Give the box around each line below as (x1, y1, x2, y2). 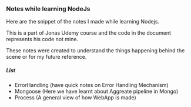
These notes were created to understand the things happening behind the (6, 47, 185, 54)
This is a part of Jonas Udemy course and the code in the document (6, 29, 172, 36)
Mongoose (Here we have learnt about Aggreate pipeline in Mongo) (14, 88, 179, 95)
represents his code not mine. (6, 36, 78, 43)
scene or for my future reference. (6, 53, 87, 61)
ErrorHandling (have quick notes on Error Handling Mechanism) (14, 82, 169, 89)
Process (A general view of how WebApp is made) (14, 94, 136, 101)
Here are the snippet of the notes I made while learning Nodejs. (6, 18, 160, 25)
